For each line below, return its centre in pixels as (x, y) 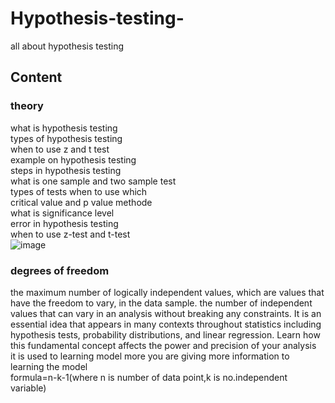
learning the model (49, 366)
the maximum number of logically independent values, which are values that (167, 292)
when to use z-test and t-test (70, 234)
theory (27, 106)
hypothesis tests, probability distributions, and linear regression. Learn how (165, 334)
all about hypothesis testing (67, 46)
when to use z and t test (60, 149)
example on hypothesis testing (73, 159)
